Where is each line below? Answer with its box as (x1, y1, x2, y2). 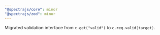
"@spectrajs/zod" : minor (4, 12, 56, 16)
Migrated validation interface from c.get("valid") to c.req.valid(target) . (4, 24, 156, 30)
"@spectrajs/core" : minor (4, 7, 58, 12)
